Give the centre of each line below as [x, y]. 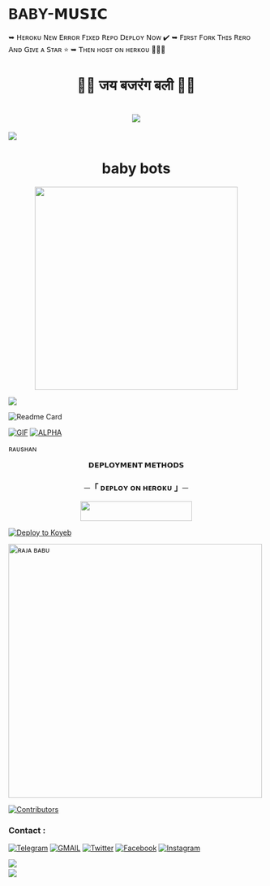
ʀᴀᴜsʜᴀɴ [23, 449]
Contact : [27, 830]
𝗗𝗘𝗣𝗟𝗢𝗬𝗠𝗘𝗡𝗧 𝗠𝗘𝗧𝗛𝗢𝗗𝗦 [136, 465]
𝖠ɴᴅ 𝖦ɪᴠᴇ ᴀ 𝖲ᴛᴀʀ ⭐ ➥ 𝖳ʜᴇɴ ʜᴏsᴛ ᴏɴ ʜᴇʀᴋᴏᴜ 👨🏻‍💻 [87, 49]
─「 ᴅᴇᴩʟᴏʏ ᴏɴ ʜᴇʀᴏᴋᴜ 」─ [136, 487]
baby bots [136, 169]
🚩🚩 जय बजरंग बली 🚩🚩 [136, 85]
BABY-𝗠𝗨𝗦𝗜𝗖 [58, 14]
